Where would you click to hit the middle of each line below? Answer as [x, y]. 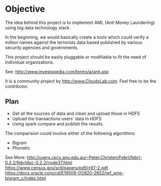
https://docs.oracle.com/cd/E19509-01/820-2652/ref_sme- [64, 173]
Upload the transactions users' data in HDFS [57, 119]
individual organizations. [30, 62]
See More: [15, 157]
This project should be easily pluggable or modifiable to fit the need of [76, 57]
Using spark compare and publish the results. [58, 124]
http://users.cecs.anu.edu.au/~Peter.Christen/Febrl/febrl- [84, 157]
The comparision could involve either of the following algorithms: [70, 133]
